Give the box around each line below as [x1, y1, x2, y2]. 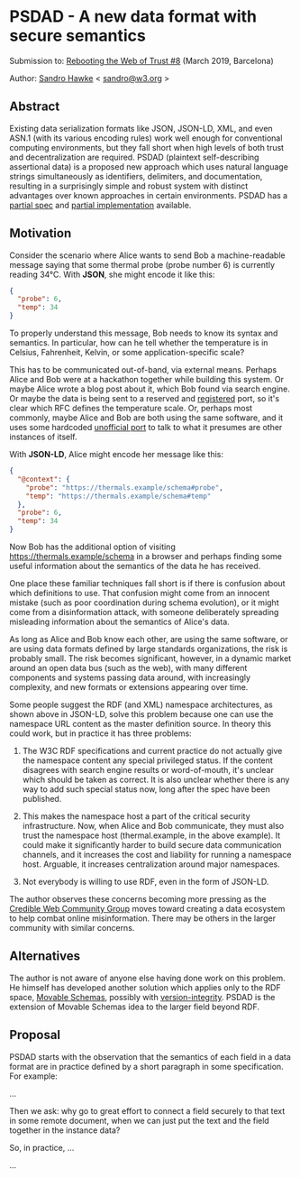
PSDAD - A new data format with [9, 6, 258, 27]
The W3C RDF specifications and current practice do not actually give [22, 746, 283, 757]
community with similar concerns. [9, 923, 135, 934]
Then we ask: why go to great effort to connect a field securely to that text [9, 1105, 286, 1116]
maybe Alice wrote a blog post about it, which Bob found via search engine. [9, 383, 290, 394]
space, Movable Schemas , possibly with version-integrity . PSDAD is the [9, 991, 276, 1002]
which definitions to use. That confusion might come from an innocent [9, 588, 270, 599]
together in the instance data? [9, 1125, 121, 1136]
